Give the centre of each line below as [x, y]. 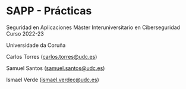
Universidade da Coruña [36, 45]
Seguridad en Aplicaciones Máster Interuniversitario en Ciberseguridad [93, 27]
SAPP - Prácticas [49, 11]
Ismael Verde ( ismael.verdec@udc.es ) [53, 80]
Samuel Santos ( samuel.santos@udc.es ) [56, 68]
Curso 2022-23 [25, 33]
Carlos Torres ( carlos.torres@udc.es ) [52, 56]
